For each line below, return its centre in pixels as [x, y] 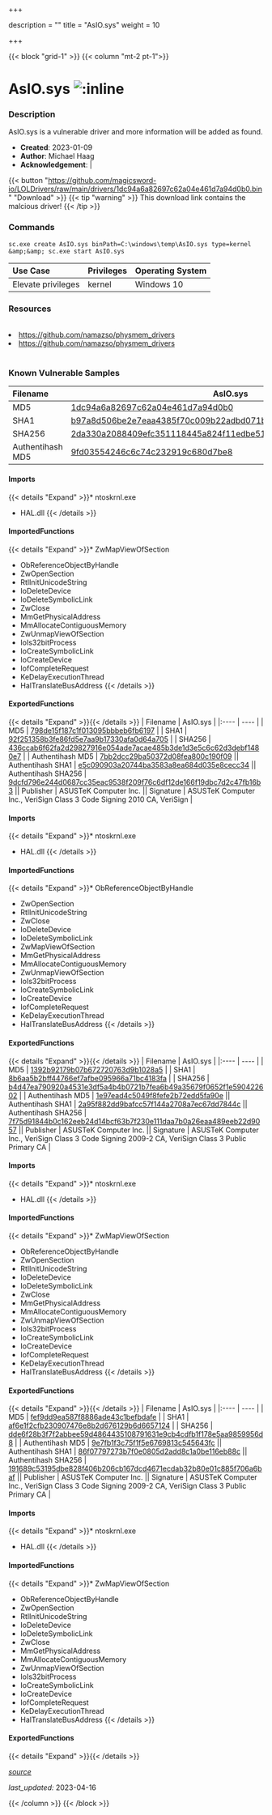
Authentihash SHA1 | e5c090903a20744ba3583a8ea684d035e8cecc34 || [132, 765]
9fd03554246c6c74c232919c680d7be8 [152, 452]
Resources [30, 309]
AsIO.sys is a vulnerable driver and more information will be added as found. [136, 132]
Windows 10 [159, 284]
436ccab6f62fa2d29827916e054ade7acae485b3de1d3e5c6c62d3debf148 [134, 748]
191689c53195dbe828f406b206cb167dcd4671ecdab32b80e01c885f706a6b [135, 1469]
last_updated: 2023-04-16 [53, 1787]
